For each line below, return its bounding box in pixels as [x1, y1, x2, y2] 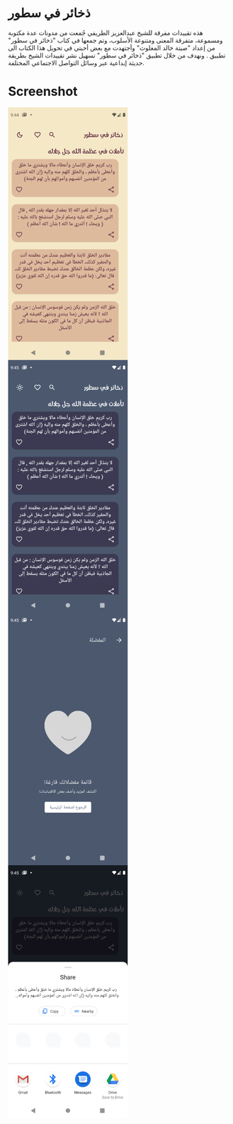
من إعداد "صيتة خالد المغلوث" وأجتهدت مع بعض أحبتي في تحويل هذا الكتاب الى [8, 43, 215, 52]
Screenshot [8, 84, 78, 100]
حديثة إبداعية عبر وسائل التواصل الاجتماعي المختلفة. [8, 58, 144, 67]
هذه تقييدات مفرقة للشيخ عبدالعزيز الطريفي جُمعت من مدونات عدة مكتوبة [8, 28, 204, 37]
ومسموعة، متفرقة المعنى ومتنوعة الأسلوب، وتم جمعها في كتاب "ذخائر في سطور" [8, 35, 223, 44]
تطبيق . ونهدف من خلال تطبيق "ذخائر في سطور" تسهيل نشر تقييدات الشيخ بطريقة [8, 51, 226, 60]
